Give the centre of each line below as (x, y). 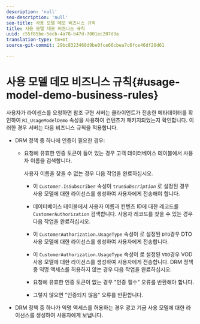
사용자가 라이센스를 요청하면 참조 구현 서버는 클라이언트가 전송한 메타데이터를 (97, 112)
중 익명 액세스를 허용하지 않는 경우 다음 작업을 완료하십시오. (102, 269)
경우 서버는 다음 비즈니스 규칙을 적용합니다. (68, 127)
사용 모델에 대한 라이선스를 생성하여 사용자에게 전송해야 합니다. (106, 193)
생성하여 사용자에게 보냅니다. (69, 315)
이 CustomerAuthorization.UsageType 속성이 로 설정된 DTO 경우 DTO (113, 234)
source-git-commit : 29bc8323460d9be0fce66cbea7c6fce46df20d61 (85, 46)
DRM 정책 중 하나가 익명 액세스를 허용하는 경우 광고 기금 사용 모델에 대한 (100, 307)
